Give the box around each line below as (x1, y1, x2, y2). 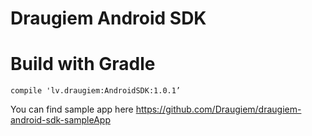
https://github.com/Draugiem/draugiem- (135, 103, 302, 116)
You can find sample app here (10, 103, 134, 116)
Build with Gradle (10, 53, 156, 76)
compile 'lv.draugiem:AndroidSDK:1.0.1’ (10, 86, 182, 96)
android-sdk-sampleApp (10, 114, 111, 126)
